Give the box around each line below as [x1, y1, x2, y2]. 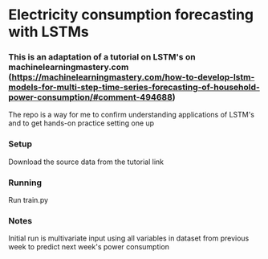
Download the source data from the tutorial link [8, 157, 164, 166]
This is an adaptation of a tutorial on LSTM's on [8, 51, 196, 63]
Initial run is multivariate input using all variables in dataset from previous [8, 233, 250, 243]
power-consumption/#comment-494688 [8, 92, 173, 103]
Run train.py [8, 195, 49, 205]
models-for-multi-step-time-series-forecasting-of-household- [8, 82, 261, 93]
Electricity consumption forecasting [8, 6, 254, 24]
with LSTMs [8, 23, 90, 41]
